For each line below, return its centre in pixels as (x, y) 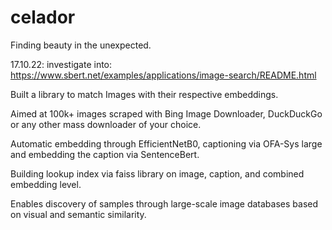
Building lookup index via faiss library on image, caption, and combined (157, 173)
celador (43, 17)
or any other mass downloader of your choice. (106, 124)
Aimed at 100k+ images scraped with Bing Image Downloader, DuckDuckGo (166, 113)
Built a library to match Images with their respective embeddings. (144, 94)
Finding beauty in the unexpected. (81, 45)
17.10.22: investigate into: (61, 64)
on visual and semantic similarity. (78, 214)
